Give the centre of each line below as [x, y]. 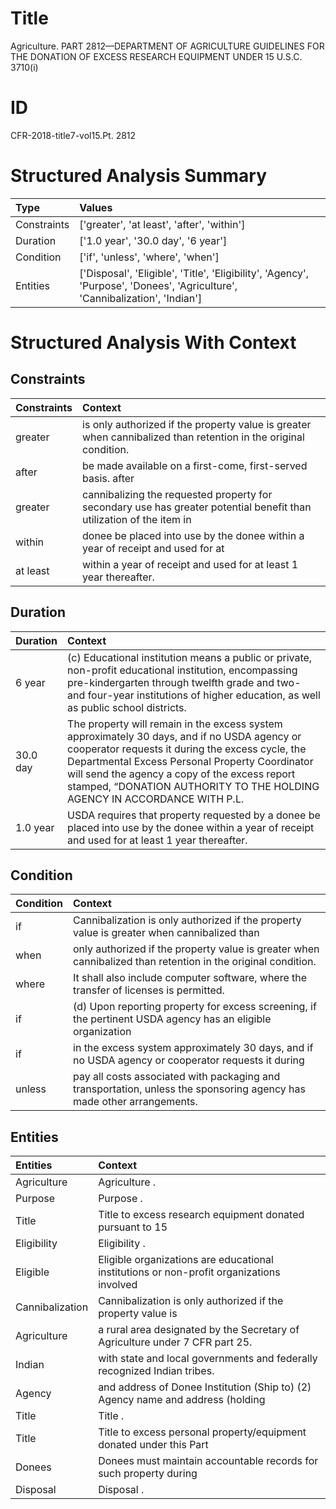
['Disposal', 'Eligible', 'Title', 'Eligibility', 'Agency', [194, 273]
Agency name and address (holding [182, 1400]
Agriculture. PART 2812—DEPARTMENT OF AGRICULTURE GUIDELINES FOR [167, 46]
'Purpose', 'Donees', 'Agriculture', [158, 285]
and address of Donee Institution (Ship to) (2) [205, 1387]
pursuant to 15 [133, 1227]
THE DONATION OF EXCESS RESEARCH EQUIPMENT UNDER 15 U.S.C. [156, 56]
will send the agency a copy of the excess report [181, 774]
